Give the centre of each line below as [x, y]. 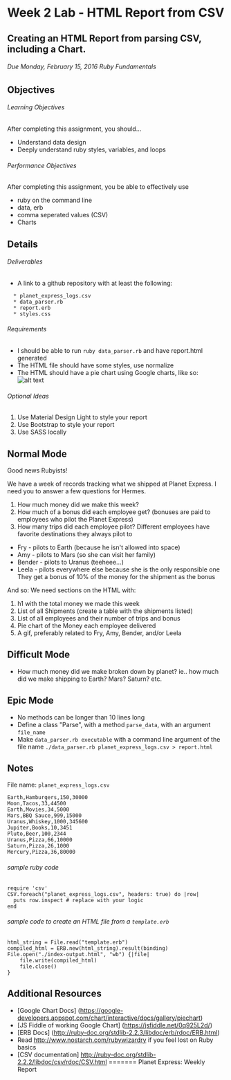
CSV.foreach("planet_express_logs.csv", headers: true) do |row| [103, 894]
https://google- [102, 1010]
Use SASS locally [42, 432]
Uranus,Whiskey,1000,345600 [48, 822]
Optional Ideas [28, 396]
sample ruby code [33, 868]
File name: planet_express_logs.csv [58, 785]
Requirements [27, 329]
